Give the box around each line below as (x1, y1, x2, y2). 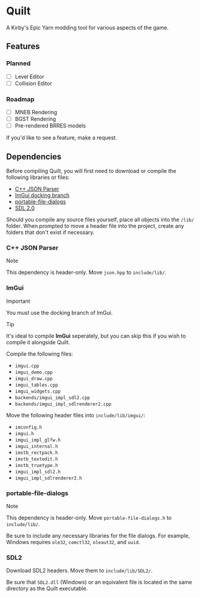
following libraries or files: (6, 174, 70, 181)
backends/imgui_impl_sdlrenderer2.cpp (14, 401, 112, 407)
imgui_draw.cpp (14, 375, 53, 381)
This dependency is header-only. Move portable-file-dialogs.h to (6, 514, 172, 521)
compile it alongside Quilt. (6, 338, 70, 345)
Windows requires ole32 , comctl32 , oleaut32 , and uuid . (6, 538, 140, 545)
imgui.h (14, 430, 34, 436)
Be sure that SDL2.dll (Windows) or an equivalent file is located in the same (6, 579, 192, 586)
